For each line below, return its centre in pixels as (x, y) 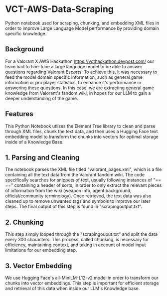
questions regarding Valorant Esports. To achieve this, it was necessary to (81, 72)
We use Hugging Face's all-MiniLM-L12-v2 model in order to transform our (82, 278)
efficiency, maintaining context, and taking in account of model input (76, 245)
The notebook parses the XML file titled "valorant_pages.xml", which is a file (83, 169)
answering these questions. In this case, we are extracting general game (80, 88)
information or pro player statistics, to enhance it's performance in (73, 82)
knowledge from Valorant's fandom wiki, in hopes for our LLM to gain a (78, 93)
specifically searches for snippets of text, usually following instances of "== (83, 180)
